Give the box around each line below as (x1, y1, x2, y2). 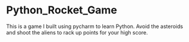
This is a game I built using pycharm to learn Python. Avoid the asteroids (6, 23, 183, 30)
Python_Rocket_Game (6, 3, 118, 17)
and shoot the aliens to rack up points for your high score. (6, 29, 149, 36)
